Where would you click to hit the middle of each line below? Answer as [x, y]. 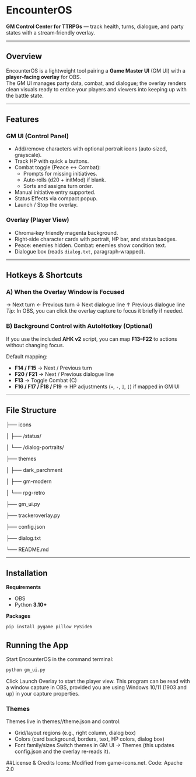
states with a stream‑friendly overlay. [50, 32]
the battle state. [25, 95]
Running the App [37, 645]
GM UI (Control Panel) [37, 136]
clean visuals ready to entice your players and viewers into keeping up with [96, 89]
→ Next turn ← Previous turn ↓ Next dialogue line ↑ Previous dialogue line [96, 304]
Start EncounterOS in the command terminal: [60, 659]
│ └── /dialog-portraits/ [35, 447]
